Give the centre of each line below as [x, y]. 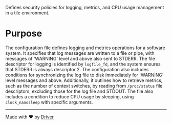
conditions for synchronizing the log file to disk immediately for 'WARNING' [84, 75]
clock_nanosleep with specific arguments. [49, 102]
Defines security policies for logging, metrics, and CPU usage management [85, 7]
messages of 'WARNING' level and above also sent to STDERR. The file [80, 58]
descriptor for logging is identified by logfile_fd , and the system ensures [83, 64]
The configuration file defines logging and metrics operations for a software [85, 48]
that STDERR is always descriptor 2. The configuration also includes [77, 69]
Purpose [24, 34]
